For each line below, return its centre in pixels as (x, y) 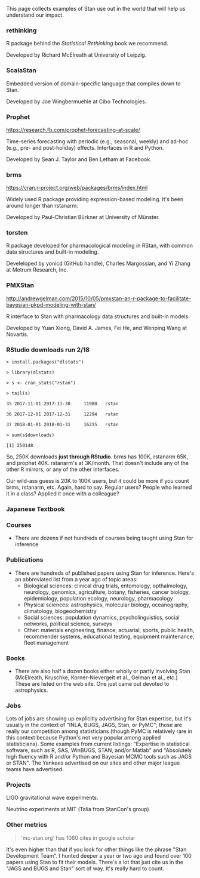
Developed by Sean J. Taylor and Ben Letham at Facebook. (79, 159)
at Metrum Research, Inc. (37, 270)
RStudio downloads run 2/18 (48, 350)
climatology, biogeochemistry (60, 611)
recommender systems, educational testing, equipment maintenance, (109, 636)
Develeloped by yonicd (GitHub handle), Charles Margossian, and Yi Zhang (99, 264)
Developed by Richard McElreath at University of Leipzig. (76, 55)
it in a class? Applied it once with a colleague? (63, 494)
